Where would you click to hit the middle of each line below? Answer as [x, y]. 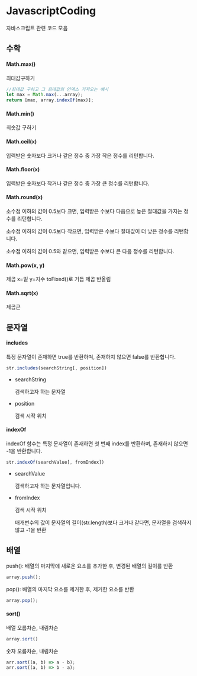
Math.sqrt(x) [22, 293]
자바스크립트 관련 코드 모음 [37, 28]
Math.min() [20, 113]
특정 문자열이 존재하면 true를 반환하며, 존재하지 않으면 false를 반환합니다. [91, 356]
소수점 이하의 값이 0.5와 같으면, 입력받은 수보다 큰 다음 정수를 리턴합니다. [90, 251]
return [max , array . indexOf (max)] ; [50, 100]
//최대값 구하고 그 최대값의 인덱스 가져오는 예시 [57, 89]
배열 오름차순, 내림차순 [32, 627]
